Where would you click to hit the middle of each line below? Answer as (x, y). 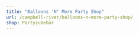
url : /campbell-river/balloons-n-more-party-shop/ (70, 17)
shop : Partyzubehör (30, 23)
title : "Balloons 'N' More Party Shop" (55, 12)
